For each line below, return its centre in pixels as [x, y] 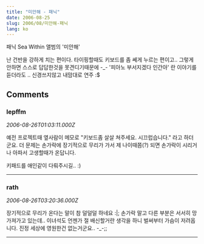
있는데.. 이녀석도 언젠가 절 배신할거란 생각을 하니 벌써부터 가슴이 [103, 221]
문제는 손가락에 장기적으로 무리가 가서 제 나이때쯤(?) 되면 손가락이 [103, 145]
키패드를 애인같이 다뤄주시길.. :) [44, 165]
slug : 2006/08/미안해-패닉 [37, 23]
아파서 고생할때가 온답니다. [44, 152]
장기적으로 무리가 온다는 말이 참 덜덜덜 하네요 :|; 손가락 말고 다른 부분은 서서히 [99, 213]
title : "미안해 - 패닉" [33, 12]
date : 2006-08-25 [28, 18]
